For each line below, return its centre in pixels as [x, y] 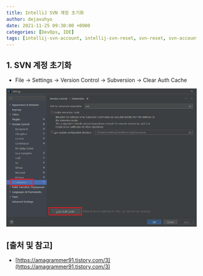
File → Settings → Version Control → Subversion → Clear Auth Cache [101, 80]
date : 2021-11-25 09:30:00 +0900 [48, 25]
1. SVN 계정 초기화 [39, 65]
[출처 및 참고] [30, 245]
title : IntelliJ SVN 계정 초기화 [45, 13]
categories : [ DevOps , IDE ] [40, 32]
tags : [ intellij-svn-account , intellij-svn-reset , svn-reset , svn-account [102, 38]
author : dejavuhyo [29, 19]
